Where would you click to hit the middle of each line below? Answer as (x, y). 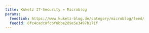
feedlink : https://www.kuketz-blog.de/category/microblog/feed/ (77, 18)
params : (13, 14)
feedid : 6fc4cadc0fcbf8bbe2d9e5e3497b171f (54, 23)
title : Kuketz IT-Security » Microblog (46, 9)
